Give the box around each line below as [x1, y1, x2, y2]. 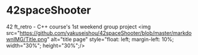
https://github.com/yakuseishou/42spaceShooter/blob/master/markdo [20, 29, 192, 36]
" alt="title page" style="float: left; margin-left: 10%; [46, 35, 174, 43]
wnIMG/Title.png [6, 35, 48, 43]
